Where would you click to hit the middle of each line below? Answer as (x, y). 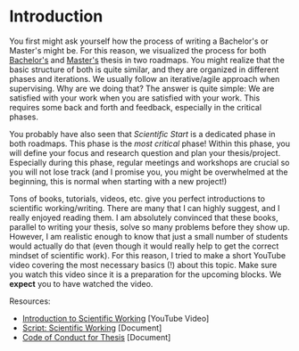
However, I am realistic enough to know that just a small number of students (149, 236)
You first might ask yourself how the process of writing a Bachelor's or (139, 41)
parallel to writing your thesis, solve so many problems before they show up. (149, 227)
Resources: (30, 301)
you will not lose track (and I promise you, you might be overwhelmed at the (149, 172)
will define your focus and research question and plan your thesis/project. (145, 152)
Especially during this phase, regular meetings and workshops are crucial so (149, 162)
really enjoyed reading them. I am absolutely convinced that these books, (144, 217)
